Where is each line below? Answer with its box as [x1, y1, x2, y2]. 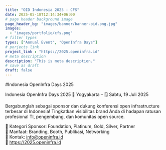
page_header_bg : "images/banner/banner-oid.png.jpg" [5, 21, 118, 26]
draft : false [5, 68, 33, 73]
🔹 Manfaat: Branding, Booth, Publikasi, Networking [5, 128, 110, 134]
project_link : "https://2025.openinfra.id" [5, 49, 100, 54]
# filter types [5, 35, 37, 40]
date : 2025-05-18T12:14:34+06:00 [5, 12, 75, 17]
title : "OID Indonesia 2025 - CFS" [5, 7, 80, 12]
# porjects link [5, 44, 39, 49]
